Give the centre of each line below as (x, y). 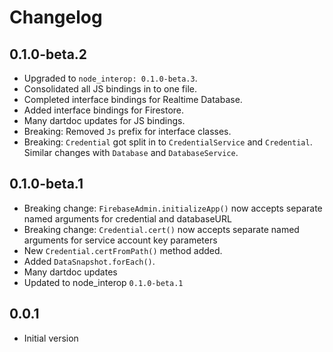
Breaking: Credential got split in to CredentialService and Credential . (168, 142)
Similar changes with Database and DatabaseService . (131, 152)
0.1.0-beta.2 (48, 54)
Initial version (51, 338)
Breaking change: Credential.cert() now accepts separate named (161, 229)
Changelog (56, 17)
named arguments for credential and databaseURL (127, 218)
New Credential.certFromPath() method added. (123, 250)
